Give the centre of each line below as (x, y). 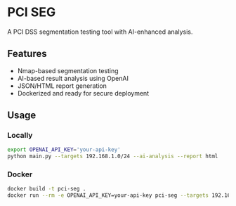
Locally (20, 136)
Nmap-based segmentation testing (68, 70)
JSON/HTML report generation (62, 86)
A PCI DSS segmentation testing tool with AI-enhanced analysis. (100, 32)
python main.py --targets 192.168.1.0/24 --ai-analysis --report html (113, 156)
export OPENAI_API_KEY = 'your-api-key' (64, 150)
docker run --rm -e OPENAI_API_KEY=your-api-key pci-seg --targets (108, 195)
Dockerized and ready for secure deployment (83, 93)
